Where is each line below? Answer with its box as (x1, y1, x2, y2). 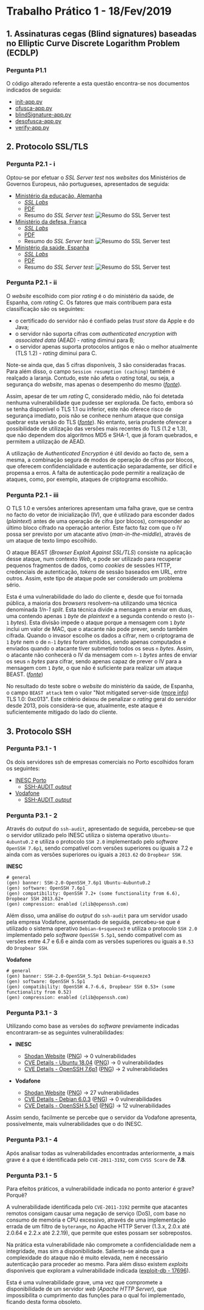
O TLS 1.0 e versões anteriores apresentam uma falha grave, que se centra (6, 505, 194, 512)
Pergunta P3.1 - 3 (6, 1009, 58, 1017)
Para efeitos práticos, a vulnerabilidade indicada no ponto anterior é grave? (6, 1185, 194, 1192)
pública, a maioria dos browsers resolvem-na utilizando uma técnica (6, 599, 177, 607)
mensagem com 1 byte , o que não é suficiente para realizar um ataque (6, 664, 183, 672)
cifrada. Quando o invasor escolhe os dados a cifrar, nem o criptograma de (6, 632, 194, 639)
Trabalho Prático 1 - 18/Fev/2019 (6, 4, 172, 18)
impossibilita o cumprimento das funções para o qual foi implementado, (6, 1292, 186, 1299)
